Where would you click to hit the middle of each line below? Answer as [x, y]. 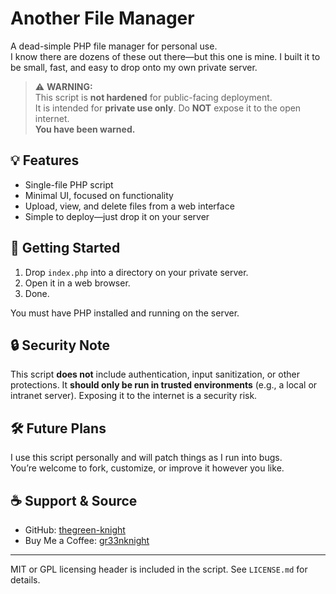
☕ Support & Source [74, 500]
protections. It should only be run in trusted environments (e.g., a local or [164, 385]
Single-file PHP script [69, 184]
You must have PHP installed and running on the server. [125, 313]
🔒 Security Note [60, 345]
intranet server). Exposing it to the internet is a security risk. [134, 396]
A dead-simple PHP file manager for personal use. [114, 46]
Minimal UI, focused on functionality [99, 195]
